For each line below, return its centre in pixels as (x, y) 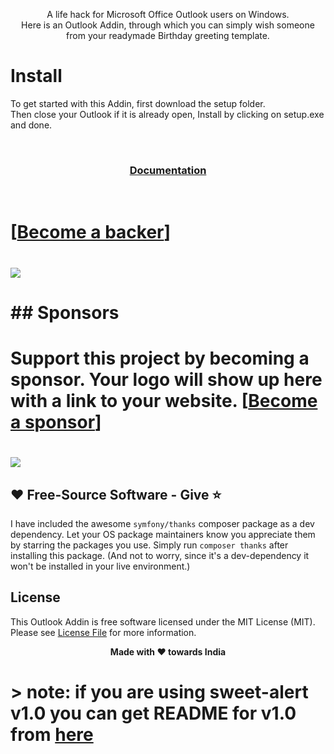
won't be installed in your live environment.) (100, 566)
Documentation (168, 170)
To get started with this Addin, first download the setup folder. (138, 103)
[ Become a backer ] (91, 232)
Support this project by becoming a (160, 358)
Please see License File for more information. (103, 632)
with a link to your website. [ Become (164, 400)
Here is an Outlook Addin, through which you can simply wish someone (168, 25)
